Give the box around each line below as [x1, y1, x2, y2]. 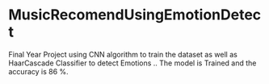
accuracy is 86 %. [8, 66, 69, 76]
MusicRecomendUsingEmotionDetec [8, 6, 262, 24]
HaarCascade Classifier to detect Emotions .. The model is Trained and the [8, 58, 257, 68]
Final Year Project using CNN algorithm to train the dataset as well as [8, 49, 238, 59]
